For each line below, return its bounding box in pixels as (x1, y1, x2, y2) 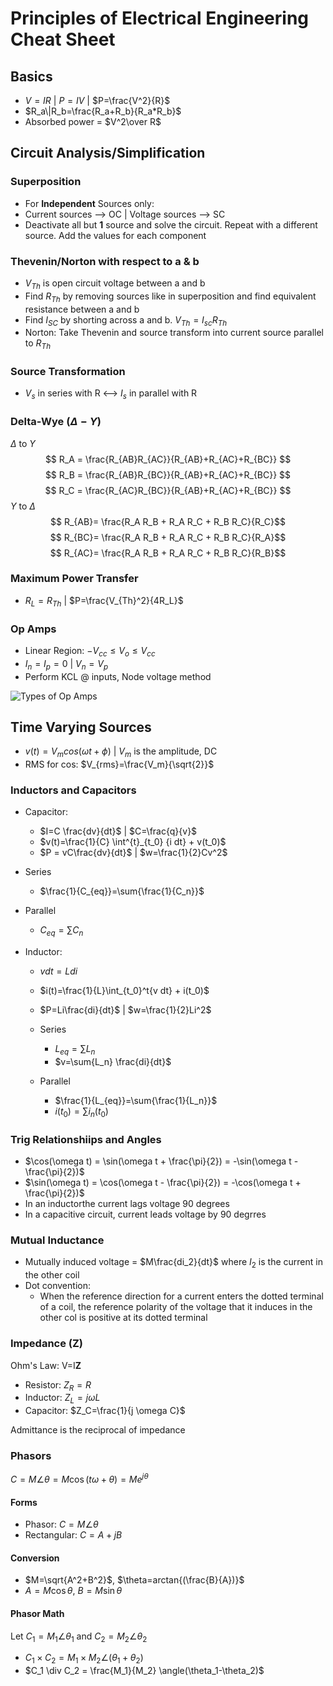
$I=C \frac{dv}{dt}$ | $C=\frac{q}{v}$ (39, 825, 198, 837)
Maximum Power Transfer (10, 572, 139, 586)
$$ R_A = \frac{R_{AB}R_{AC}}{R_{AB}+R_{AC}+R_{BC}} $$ (44, 453, 292, 465)
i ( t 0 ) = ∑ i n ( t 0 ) (54, 1105, 109, 1119)
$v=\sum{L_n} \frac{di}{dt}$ (54, 1056, 172, 1068)
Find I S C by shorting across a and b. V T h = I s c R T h (24, 313, 228, 328)
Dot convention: (24, 1280, 91, 1292)
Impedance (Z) (10, 1337, 84, 1351)
